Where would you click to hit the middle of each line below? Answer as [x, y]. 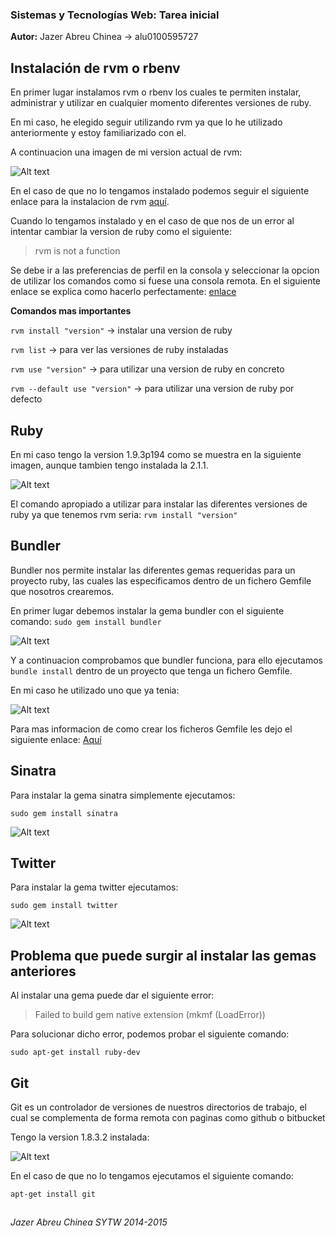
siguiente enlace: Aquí [56, 739]
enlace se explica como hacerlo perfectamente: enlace [123, 292]
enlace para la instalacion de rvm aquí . [90, 202]
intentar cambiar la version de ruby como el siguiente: [121, 232]
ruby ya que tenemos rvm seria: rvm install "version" [124, 514]
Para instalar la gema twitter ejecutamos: [94, 887]
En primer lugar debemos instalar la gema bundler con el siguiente [147, 610]
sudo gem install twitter [64, 906]
